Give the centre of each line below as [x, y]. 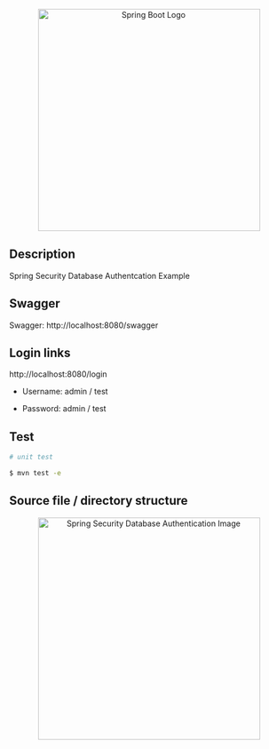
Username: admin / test [65, 392]
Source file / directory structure [99, 501]
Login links [40, 353]
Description [42, 255]
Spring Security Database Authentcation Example [100, 275]
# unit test [31, 458]
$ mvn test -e [36, 474]
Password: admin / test [64, 409]
